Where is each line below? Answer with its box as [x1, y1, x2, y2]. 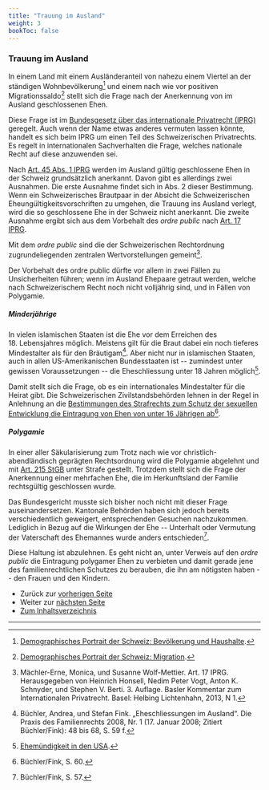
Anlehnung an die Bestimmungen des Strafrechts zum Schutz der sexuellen [8, 399, 258, 408]
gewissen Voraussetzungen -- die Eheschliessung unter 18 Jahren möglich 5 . [8, 365, 261, 375]
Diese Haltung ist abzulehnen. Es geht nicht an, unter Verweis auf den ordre [8, 548, 259, 557]
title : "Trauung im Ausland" [8, 11, 106, 20]
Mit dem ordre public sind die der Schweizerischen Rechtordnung [8, 240, 225, 249]
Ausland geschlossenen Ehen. [8, 99, 108, 109]
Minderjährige [8, 310, 58, 319]
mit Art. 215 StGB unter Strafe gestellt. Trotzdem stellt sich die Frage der [8, 464, 247, 474]
